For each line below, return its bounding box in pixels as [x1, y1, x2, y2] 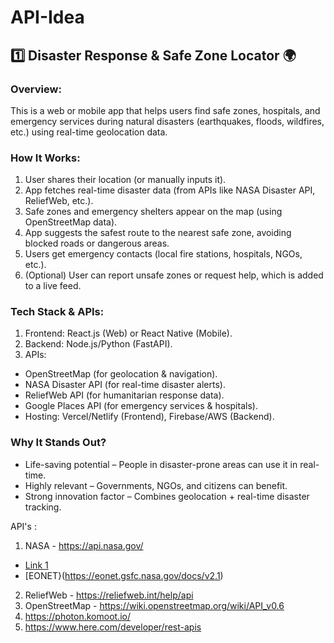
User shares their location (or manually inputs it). [24, 174, 227, 186]
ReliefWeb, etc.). [24, 195, 94, 207]
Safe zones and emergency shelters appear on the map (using [24, 206, 283, 218]
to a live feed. [24, 280, 82, 292]
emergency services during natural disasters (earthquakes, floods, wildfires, [10, 115, 325, 127]
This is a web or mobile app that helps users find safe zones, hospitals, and [10, 104, 321, 116]
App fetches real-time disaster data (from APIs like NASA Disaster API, [24, 184, 316, 196]
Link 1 [24, 559, 49, 571]
